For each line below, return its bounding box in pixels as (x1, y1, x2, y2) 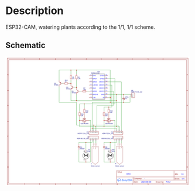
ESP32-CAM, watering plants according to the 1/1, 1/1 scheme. (5, 23, 156, 30)
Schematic (5, 40, 46, 50)
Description (5, 4, 64, 18)
